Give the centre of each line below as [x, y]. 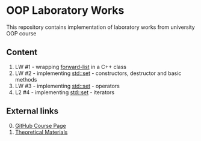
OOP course [21, 33]
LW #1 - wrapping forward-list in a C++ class [70, 67]
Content [22, 52]
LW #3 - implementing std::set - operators [67, 86]
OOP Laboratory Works [65, 10]
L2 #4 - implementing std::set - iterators [65, 92]
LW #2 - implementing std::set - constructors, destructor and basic [98, 73]
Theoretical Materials [41, 132]
